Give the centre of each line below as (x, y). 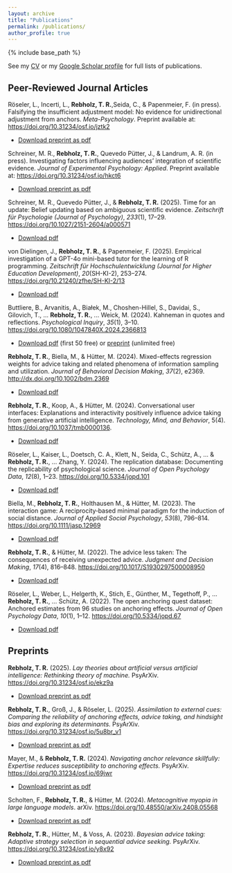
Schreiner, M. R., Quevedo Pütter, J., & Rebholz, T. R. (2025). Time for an (112, 202)
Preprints (28, 651)
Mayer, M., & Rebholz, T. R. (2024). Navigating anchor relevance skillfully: (114, 758)
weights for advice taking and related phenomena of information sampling (113, 364)
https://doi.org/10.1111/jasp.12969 (54, 526)
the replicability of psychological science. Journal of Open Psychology (109, 469)
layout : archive (31, 14)
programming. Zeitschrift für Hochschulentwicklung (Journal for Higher (110, 266)
